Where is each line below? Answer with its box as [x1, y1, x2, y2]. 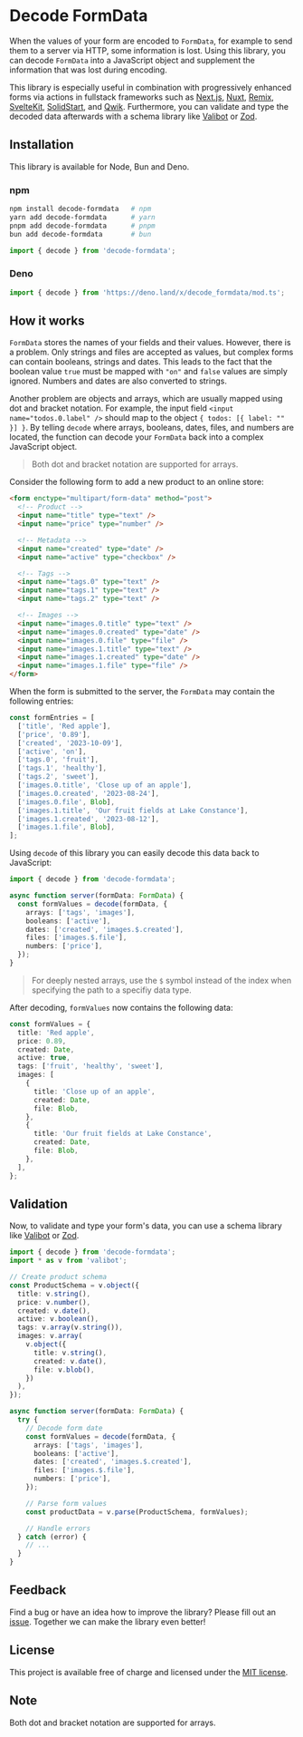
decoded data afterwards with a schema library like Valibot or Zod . [9, 111, 258, 121]
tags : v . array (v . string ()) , [17, 1323, 124, 1333]
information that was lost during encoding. [9, 64, 167, 75]
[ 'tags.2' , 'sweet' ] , [17, 772, 99, 781]
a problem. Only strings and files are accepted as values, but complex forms [9, 346, 294, 358]
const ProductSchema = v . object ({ [9, 1280, 140, 1290]
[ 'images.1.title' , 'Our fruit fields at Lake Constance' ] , [17, 806, 249, 815]
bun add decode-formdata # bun [9, 229, 152, 238]
